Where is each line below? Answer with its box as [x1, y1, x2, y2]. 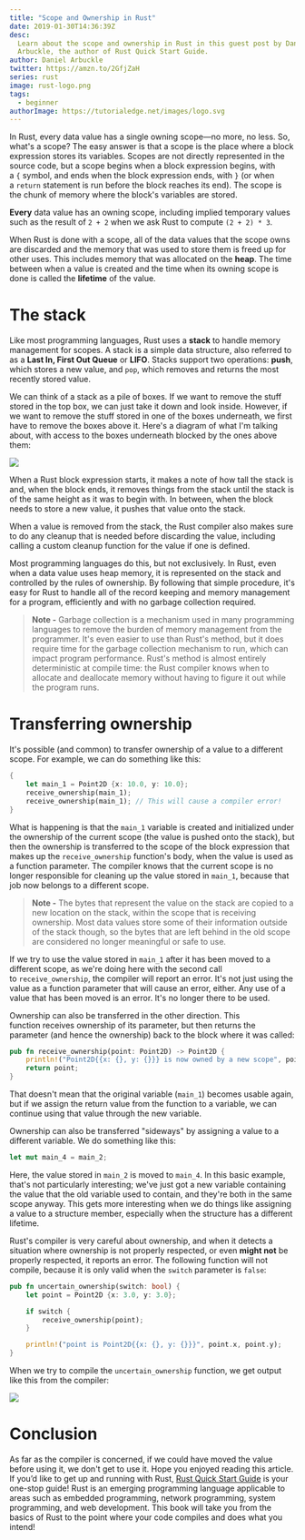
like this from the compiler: [9, 1375, 110, 1385]
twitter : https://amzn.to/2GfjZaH [9, 65, 141, 74]
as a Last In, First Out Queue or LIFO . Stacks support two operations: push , [9, 354, 293, 365]
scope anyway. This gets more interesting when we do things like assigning [9, 1198, 292, 1209]
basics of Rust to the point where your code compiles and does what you [9, 1512, 283, 1523]
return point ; [25, 1064, 79, 1073]
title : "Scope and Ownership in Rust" [9, 13, 156, 23]
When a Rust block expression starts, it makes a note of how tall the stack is [9, 474, 294, 485]
